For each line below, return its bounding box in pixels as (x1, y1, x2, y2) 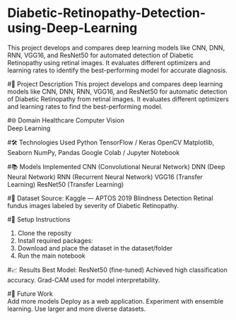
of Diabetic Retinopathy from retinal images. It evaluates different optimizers (7, 94, 230, 103)
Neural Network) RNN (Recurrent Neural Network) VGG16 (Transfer (7, 172, 203, 181)
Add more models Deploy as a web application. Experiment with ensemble (7, 297, 224, 305)
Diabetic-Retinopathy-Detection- (7, 5, 206, 21)
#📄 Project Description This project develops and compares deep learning (7, 79, 223, 88)
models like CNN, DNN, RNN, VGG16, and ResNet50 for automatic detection (7, 87, 228, 96)
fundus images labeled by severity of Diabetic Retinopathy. (7, 201, 179, 210)
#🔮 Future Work (7, 289, 53, 298)
